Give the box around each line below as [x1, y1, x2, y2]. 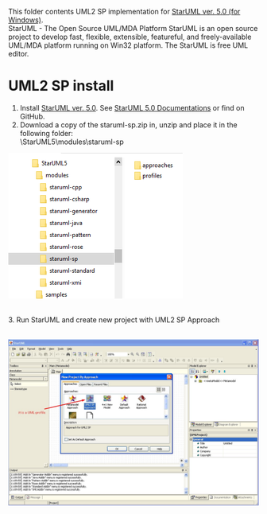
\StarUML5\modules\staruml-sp [19, 137, 125, 146]
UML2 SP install [8, 77, 114, 95]
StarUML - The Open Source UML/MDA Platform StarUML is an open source [8, 24, 258, 33]
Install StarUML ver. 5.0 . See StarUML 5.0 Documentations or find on [19, 103, 245, 112]
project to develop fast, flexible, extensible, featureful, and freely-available [8, 32, 252, 41]
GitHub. [19, 111, 45, 121]
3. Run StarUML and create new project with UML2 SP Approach [8, 314, 220, 325]
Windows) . [8, 15, 44, 25]
